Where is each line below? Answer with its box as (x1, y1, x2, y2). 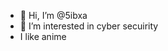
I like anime (19, 31, 67, 42)
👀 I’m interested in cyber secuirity (19, 20, 159, 32)
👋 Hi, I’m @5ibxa (19, 10, 88, 21)
